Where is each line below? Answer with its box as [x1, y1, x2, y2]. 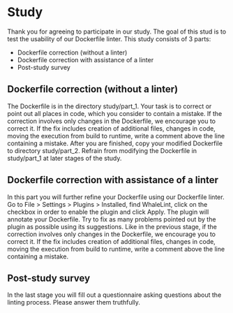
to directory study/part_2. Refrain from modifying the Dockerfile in [7, 146, 197, 154]
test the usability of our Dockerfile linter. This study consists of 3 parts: [7, 34, 211, 43]
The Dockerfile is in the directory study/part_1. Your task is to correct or [7, 102, 212, 110]
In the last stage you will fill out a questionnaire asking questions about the [7, 291, 222, 299]
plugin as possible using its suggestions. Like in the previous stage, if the [7, 222, 218, 231]
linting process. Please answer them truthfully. [7, 298, 141, 307]
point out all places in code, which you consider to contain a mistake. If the [7, 109, 223, 117]
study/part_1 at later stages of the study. [7, 154, 122, 162]
